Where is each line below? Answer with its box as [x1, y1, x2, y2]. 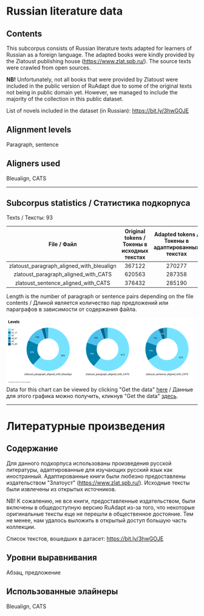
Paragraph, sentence [6, 141, 59, 148]
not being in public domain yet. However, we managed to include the [6, 89, 178, 96]
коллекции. [6, 523, 36, 530]
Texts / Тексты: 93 [6, 214, 53, 222]
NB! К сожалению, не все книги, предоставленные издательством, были [6, 497, 195, 505]
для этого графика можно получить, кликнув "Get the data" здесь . [6, 392, 178, 399]
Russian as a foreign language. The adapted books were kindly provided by [6, 51, 195, 58]
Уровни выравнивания [6, 553, 97, 563]
